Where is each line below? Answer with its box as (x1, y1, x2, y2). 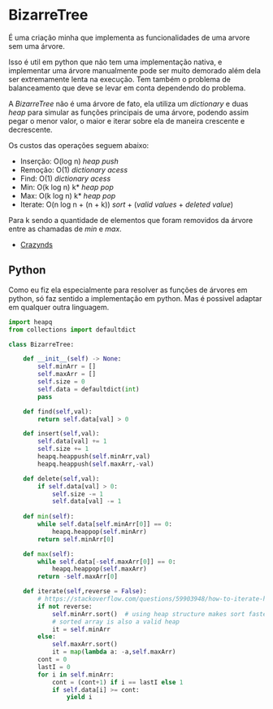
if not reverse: (37, 602, 93, 611)
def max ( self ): (23, 549, 75, 558)
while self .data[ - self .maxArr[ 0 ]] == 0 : (37, 558, 176, 566)
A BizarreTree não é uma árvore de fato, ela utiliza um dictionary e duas (8, 98, 249, 108)
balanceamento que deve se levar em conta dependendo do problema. (8, 83, 246, 93)
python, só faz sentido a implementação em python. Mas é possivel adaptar (8, 293, 262, 303)
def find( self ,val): (23, 407, 93, 416)
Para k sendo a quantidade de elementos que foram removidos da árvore (8, 215, 253, 225)
